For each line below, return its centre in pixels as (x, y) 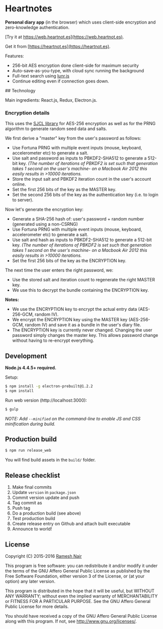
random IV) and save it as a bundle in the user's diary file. (83, 325)
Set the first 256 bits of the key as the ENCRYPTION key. (69, 261)
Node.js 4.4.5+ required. (31, 368)
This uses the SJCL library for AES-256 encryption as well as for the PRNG (80, 124)
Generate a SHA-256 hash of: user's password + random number (78, 219)
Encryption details (27, 112)
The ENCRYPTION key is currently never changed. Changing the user (82, 330)
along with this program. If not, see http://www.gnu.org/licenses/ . (71, 621)
